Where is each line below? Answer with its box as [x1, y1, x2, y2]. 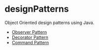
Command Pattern [11, 39, 49, 45]
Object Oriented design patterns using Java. [4, 20, 95, 25]
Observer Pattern [11, 29, 47, 35]
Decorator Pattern [11, 34, 49, 40]
